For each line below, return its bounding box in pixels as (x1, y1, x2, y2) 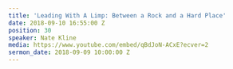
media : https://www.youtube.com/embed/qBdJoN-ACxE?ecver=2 (8, 41, 209, 49)
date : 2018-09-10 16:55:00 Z (8, 19, 105, 27)
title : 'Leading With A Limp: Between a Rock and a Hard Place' (8, 11, 227, 20)
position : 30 (8, 26, 52, 34)
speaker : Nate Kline (8, 33, 77, 42)
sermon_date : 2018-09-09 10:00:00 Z (8, 48, 130, 56)
